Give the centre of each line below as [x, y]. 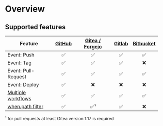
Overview [25, 9]
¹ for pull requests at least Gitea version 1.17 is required [59, 118]
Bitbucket [144, 44]
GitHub [63, 44]
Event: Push [21, 55]
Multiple [17, 92]
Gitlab [121, 44]
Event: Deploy [23, 85]
